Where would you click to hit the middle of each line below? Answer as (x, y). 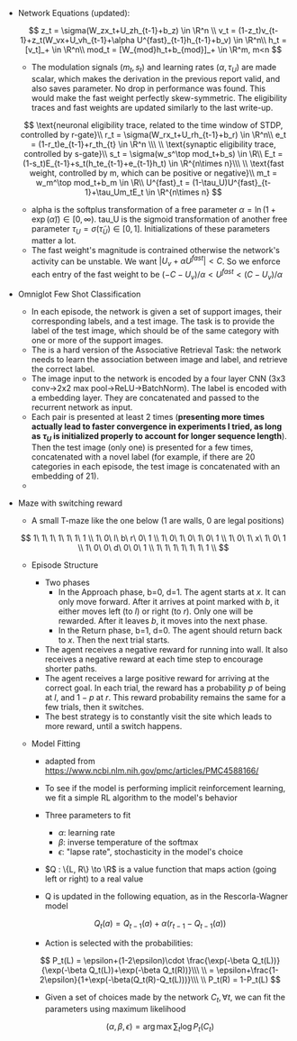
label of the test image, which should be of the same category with (155, 330)
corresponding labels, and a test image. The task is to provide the (153, 321)
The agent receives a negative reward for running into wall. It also (166, 650)
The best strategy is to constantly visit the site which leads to (158, 717)
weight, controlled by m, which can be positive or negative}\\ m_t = (153, 173)
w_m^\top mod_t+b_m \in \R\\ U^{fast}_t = (113, 182)
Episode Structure (65, 565)
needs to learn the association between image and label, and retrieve (159, 359)
